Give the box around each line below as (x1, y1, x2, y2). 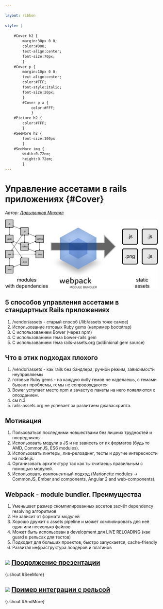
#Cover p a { (22, 100, 49, 105)
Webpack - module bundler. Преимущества (5, 490, 142, 499)
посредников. (12, 435, 41, 441)
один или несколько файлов (12, 523, 71, 530)
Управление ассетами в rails (5, 183, 127, 195)
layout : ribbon (5, 13, 36, 18)
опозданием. (12, 392, 39, 398)
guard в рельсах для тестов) (12, 534, 71, 540)
